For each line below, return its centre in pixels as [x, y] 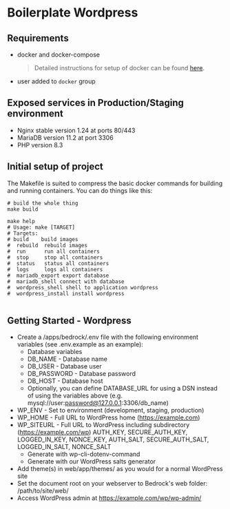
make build [23, 209]
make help [21, 221]
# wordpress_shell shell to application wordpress [83, 287]
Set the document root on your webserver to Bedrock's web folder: [112, 484]
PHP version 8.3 [40, 145]
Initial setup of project [55, 167]
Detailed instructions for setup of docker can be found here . [119, 68]
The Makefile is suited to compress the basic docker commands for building [115, 183]
